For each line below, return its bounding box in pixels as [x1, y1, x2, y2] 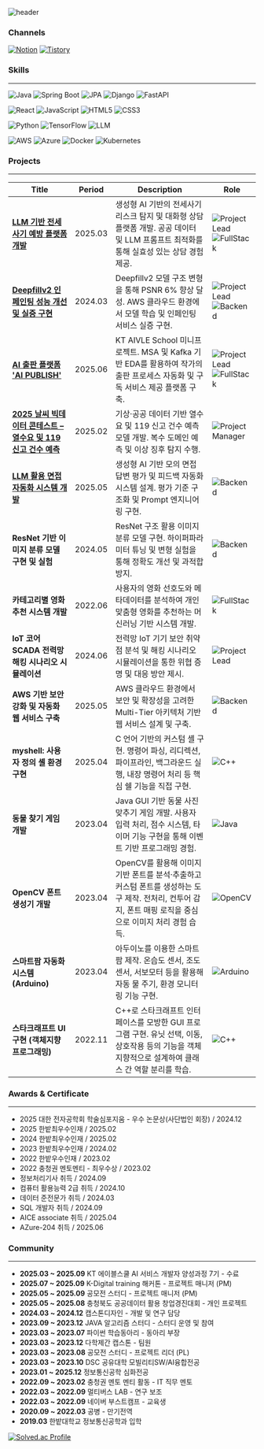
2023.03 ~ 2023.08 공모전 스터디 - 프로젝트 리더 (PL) [19, 1347, 190, 1358]
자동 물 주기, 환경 [115, 978, 175, 989]
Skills [8, 65, 30, 76]
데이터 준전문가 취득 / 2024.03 [19, 1193, 115, 1203]
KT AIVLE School [115, 335, 178, 346]
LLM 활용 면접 [12, 470, 62, 481]
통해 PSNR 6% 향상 [124, 284, 195, 295]
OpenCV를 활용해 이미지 [115, 857, 202, 868]
